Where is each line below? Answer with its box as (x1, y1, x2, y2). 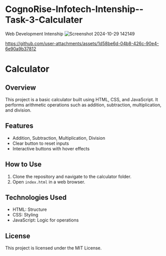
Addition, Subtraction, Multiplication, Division (12, 135, 105, 141)
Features (5, 122, 33, 130)
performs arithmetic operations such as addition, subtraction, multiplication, (5, 102, 161, 108)
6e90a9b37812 (5, 46, 36, 52)
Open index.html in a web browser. (12, 179, 85, 185)
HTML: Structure (12, 206, 47, 212)
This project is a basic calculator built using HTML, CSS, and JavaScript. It (5, 96, 158, 102)
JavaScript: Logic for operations (12, 217, 79, 223)
